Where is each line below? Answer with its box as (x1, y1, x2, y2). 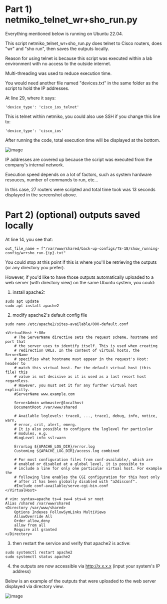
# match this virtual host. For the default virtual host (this (14, 365, 151, 370)
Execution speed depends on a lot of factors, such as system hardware (5, 171, 152, 177)
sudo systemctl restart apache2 (5, 550, 72, 555)
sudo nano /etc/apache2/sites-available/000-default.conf (5, 321, 128, 327)
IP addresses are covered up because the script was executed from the (5, 156, 152, 162)
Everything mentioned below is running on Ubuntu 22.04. (5, 30, 123, 36)
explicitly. (5, 387, 30, 392)
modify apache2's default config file (12, 312, 87, 318)
